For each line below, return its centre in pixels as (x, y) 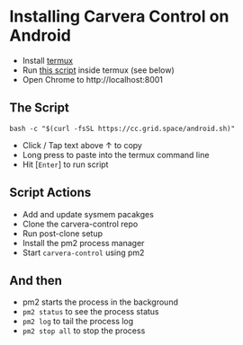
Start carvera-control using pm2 (83, 252)
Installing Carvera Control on (119, 17)
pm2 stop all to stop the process (84, 331)
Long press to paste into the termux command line (116, 155)
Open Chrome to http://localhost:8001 (93, 79)
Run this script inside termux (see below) (99, 70)
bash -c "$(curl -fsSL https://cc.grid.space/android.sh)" (122, 128)
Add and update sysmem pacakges (88, 214)
